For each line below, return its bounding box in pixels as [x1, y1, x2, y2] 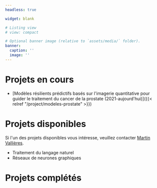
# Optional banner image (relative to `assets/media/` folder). [5, 39, 141, 44]
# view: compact [5, 30, 39, 35]
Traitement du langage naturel [12, 149, 74, 155]
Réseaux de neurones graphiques [12, 155, 82, 161]
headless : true [5, 7, 37, 12]
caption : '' [9, 48, 35, 53]
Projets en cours [5, 74, 74, 85]
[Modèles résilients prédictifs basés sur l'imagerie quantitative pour [12, 90, 150, 96]
